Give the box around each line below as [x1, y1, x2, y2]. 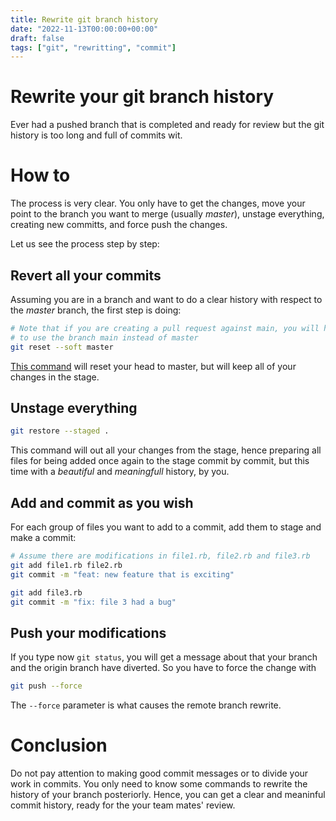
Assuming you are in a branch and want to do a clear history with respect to [10, 293, 323, 305]
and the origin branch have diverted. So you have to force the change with [10, 662, 317, 674]
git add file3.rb [10, 587, 83, 598]
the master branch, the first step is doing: [10, 304, 182, 316]
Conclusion [10, 734, 108, 757]
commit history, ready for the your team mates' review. [10, 799, 236, 811]
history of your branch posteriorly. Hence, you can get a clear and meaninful [10, 789, 326, 801]
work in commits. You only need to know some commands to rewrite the [10, 778, 308, 790]
